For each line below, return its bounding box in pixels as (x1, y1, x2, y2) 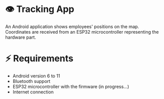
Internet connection (12, 88, 54, 95)
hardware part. (5, 34, 36, 40)
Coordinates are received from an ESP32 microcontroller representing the (5, 29, 159, 35)
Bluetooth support (12, 78, 51, 84)
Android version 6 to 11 (12, 73, 60, 79)
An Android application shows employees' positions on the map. (5, 23, 139, 30)
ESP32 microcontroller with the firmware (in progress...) (12, 83, 130, 89)
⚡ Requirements (5, 53, 74, 64)
